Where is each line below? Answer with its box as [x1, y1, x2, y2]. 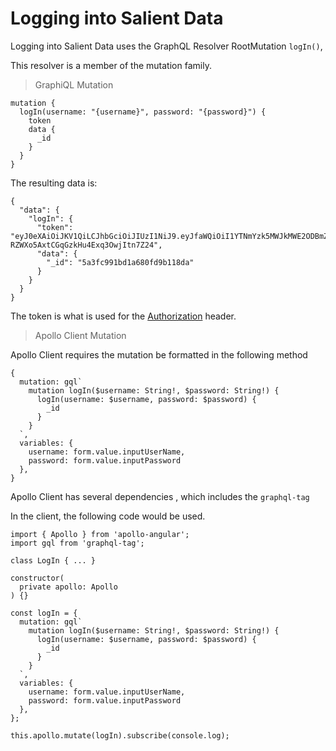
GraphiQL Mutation [34, 78, 114, 91]
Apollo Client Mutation [34, 329, 127, 341]
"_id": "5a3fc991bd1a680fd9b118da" [46, 257, 195, 267]
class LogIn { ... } [10, 555, 97, 566]
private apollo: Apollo [19, 582, 118, 592]
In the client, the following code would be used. [10, 510, 206, 522]
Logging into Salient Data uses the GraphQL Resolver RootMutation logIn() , [10, 40, 323, 52]
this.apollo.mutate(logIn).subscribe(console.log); [10, 730, 230, 741]
